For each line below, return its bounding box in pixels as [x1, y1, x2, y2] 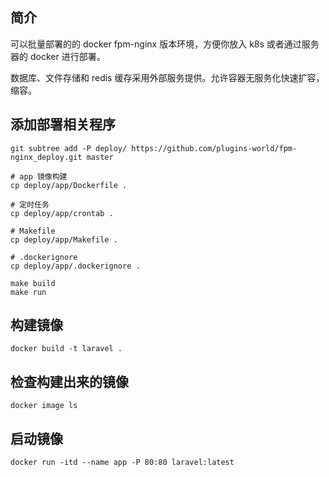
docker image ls [10, 401, 78, 411]
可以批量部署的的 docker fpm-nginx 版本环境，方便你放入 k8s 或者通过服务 [10, 38, 320, 50]
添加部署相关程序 [10, 116, 116, 133]
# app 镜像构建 [10, 171, 68, 182]
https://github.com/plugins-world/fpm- [131, 143, 298, 153]
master [86, 152, 114, 162]
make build [10, 278, 56, 288]
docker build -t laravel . [10, 344, 123, 354]
